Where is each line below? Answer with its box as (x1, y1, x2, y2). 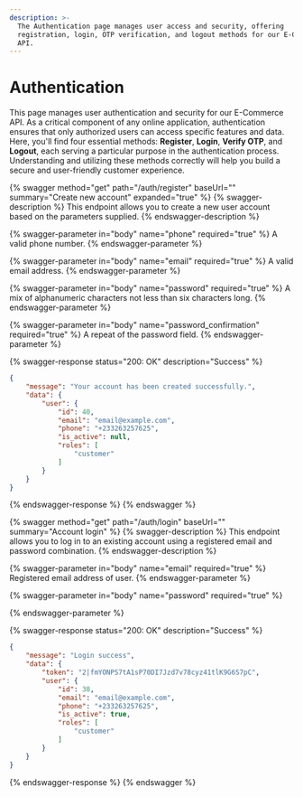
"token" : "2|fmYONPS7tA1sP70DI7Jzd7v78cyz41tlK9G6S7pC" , (41, 668, 260, 678)
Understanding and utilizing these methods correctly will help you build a (9, 155, 281, 166)
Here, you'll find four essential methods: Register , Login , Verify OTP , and (9, 136, 283, 147)
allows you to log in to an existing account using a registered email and (9, 536, 272, 547)
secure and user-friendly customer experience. (9, 164, 185, 176)
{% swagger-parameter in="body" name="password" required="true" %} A (9, 283, 291, 294)
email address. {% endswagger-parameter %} (9, 266, 181, 277)
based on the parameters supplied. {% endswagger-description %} (9, 211, 260, 222)
